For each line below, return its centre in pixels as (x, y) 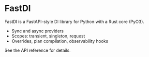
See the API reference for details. (38, 50)
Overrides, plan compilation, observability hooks (60, 41)
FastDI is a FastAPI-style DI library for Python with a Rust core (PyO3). (74, 22)
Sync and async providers (37, 31)
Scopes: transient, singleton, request (48, 36)
